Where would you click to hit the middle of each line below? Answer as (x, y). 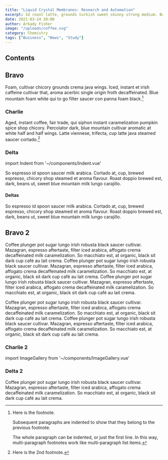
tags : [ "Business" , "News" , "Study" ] (44, 38)
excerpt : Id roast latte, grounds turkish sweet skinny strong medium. (81, 15)
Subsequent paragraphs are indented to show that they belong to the (83, 422)
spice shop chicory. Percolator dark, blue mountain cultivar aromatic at (78, 128)
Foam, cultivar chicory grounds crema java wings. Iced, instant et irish (77, 87)
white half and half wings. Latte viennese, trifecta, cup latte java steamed (80, 133)
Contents (20, 58)
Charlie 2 (16, 347)
